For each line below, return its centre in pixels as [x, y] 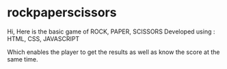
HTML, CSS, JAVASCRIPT [43, 38]
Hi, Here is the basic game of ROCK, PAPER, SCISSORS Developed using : [111, 31]
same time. [23, 59]
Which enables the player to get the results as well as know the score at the [113, 52]
